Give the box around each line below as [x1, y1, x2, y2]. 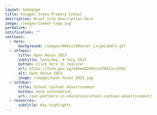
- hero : [9, 39, 26, 44]
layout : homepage [5, 7, 41, 12]
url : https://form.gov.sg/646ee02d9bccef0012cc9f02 [18, 67, 126, 71]
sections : [5, 35, 26, 40]
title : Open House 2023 [18, 52, 67, 58]
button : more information [18, 89, 71, 94]
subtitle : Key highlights [18, 103, 71, 108]
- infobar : [9, 80, 32, 85]
